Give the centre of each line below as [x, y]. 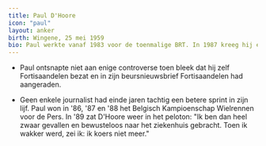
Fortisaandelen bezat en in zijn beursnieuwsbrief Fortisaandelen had [131, 76]
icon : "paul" [30, 23]
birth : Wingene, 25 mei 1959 [56, 38]
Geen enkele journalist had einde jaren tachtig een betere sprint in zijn [134, 100]
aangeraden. [40, 85]
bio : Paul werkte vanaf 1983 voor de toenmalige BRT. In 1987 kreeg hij [131, 45]
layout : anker [32, 30]
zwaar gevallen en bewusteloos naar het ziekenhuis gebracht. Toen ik [133, 125]
